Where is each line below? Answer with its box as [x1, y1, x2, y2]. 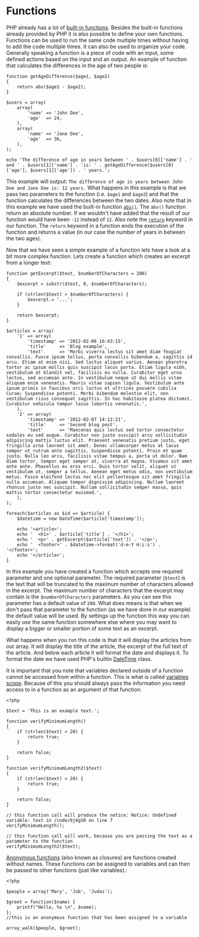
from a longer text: [6, 259, 52, 266]
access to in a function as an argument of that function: [6, 685, 142, 693]
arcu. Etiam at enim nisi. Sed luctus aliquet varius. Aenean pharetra [6, 359, 187, 365]
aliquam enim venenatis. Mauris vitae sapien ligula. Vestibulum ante [6, 380, 185, 386]
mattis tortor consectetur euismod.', [6, 489, 102, 495]
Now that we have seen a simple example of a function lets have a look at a [6, 246, 191, 253]
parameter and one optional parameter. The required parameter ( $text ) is [6, 574, 186, 581]
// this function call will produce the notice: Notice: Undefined [6, 812, 177, 818]
